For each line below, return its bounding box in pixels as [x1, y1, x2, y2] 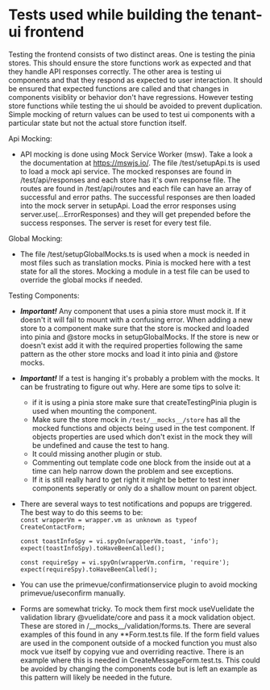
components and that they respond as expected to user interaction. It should [8, 75, 263, 85]
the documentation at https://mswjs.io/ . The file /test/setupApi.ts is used [19, 157, 260, 167]
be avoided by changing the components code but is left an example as [19, 663, 258, 673]
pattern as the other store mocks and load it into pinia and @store [19, 349, 239, 358]
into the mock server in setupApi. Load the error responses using [19, 200, 236, 211]
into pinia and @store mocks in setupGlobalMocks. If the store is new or [19, 332, 260, 341]
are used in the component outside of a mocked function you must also [19, 638, 258, 647]
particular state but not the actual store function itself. [8, 118, 187, 128]
